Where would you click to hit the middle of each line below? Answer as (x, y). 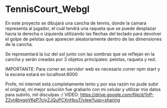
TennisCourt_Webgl (47, 9)
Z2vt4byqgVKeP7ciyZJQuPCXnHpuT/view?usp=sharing (63, 100)
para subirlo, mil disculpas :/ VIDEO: (42, 94)
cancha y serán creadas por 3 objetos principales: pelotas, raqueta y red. (81, 59)
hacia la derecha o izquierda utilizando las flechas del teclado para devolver (83, 33)
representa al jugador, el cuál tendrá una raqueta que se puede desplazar (81, 28)
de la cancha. (19, 44)
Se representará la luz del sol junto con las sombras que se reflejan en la (80, 54)
